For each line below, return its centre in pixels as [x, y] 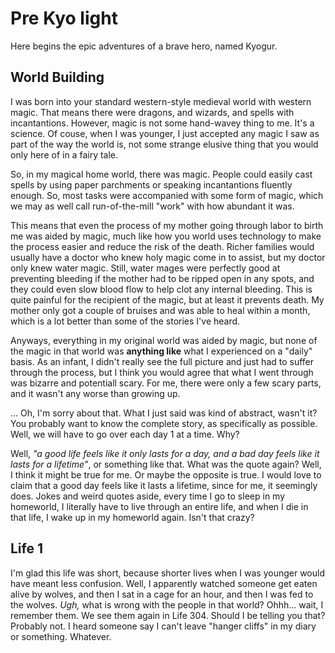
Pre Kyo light [64, 18]
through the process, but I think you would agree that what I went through [162, 372]
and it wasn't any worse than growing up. [95, 393]
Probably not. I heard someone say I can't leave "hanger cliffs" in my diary [163, 626]
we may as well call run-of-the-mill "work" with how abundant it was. [152, 206]
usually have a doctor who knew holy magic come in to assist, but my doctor [168, 257]
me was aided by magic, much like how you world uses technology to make [166, 236]
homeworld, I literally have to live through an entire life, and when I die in [159, 506]
